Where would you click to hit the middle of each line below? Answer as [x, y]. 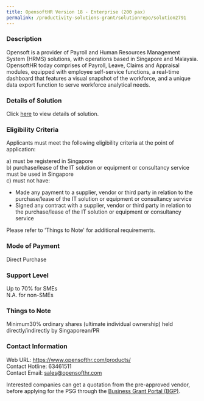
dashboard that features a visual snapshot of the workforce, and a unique [98, 78]
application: [21, 150]
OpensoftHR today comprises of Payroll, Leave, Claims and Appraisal [93, 65]
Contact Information [37, 347]
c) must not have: [28, 181]
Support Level [27, 275]
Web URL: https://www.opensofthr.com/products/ [69, 359]
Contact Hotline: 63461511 [39, 366]
